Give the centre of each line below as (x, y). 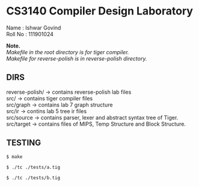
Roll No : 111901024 (30, 34)
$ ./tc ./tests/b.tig (33, 178)
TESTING (24, 143)
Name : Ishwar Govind (34, 28)
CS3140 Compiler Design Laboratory (100, 11)
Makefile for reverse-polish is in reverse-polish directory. (77, 58)
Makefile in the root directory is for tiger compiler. (68, 52)
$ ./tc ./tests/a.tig (33, 167)
